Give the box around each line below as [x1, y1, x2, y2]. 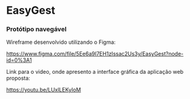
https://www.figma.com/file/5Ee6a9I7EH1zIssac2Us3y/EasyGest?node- [6, 50, 184, 58]
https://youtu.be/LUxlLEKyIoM [6, 86, 81, 94]
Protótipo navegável [6, 25, 67, 34]
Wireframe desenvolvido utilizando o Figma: [6, 38, 116, 46]
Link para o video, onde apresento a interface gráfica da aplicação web [6, 68, 184, 76]
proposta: [6, 74, 30, 82]
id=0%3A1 [6, 56, 32, 64]
